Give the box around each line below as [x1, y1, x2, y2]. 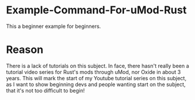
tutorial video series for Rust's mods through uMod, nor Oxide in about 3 [6, 68, 181, 76]
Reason [6, 43, 44, 56]
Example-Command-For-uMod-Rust [6, 3, 187, 17]
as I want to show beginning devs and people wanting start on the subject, [6, 81, 186, 88]
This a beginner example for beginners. [6, 23, 101, 30]
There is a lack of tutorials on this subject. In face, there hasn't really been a [6, 62, 189, 69]
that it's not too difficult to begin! [6, 87, 85, 94]
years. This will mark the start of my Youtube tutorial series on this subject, [6, 74, 187, 81]
